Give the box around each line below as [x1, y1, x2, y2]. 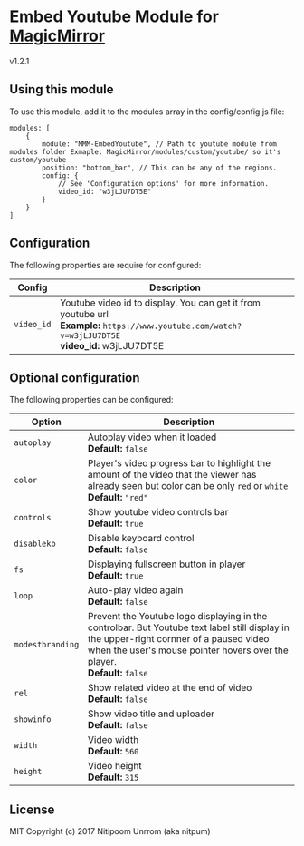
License [9, 802, 55, 817]
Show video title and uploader [87, 707, 215, 720]
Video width [87, 734, 139, 746]
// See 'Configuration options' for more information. [57, 179, 270, 188]
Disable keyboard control [87, 532, 195, 545]
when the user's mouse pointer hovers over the [87, 644, 290, 656]
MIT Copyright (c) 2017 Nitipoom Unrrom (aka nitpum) [9, 826, 211, 837]
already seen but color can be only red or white [87, 480, 289, 492]
